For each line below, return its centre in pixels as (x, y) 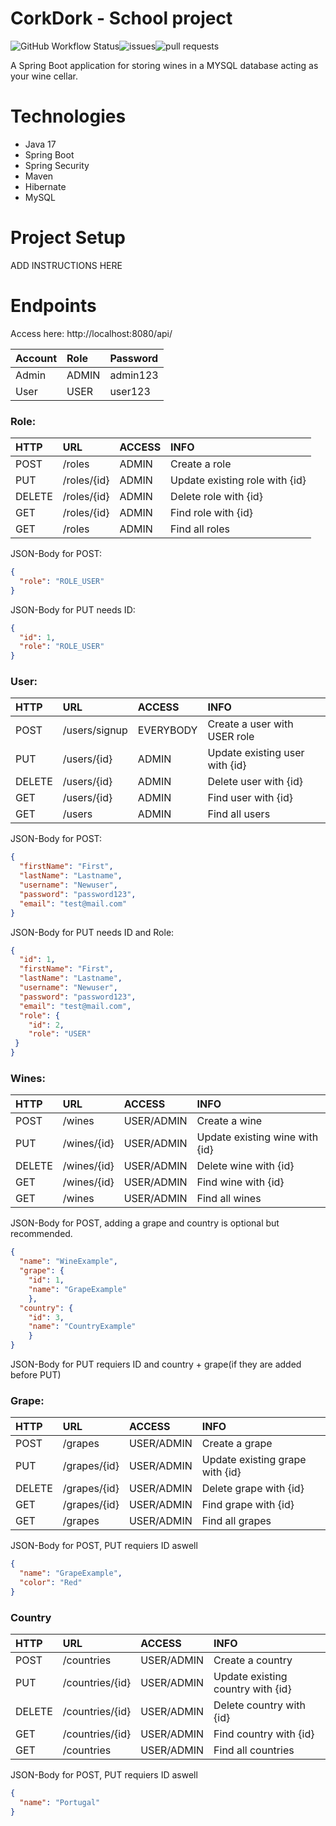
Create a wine (229, 1121)
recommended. (41, 1234)
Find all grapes (236, 1521)
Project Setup (68, 238)
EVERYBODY (167, 730)
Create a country (253, 1660)
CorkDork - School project (121, 18)
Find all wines (229, 1199)
